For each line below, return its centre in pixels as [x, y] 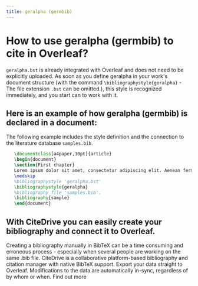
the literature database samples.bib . [49, 143]
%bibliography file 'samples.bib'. [57, 193]
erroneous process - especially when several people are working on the [93, 251]
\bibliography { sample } [42, 198]
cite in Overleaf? [47, 53]
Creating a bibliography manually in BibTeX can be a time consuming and [95, 245]
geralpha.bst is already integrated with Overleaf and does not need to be [95, 70]
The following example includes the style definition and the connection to [95, 137]
